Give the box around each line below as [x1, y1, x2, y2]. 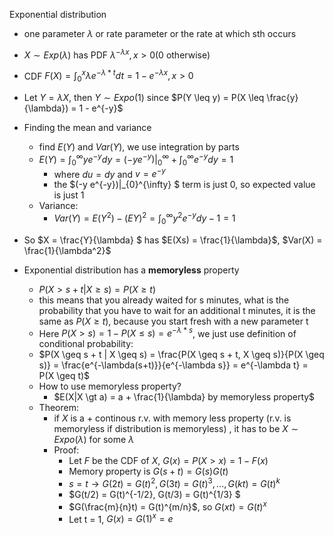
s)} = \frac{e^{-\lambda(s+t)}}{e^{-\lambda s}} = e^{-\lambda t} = [38, 359, 309, 371]
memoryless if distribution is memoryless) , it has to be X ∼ [53, 423, 299, 435]
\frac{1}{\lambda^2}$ [23, 244, 112, 256]
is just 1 [53, 189, 85, 201]
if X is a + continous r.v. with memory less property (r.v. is [53, 412, 292, 424]
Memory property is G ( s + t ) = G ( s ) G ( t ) [68, 465, 229, 478]
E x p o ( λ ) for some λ [53, 434, 135, 446]
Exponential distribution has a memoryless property [23, 264, 240, 276]
